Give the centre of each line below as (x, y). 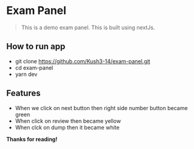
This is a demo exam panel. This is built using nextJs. (88, 27)
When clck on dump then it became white (67, 127)
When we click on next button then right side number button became (101, 108)
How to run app (36, 47)
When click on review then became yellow (68, 121)
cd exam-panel (34, 68)
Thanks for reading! (32, 139)
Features (23, 93)
